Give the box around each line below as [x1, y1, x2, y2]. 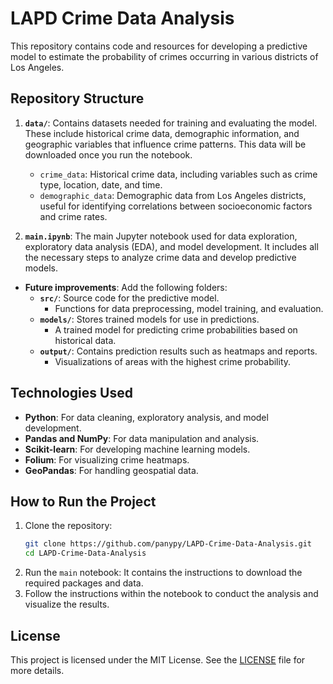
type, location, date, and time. [39, 178, 163, 191]
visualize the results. [24, 598, 110, 611]
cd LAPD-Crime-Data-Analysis [24, 548, 147, 559]
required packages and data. [24, 577, 144, 589]
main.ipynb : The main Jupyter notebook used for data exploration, [24, 230, 298, 242]
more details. [10, 664, 65, 676]
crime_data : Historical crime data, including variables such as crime [39, 168, 318, 180]
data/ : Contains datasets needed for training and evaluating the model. [24, 117, 318, 129]
